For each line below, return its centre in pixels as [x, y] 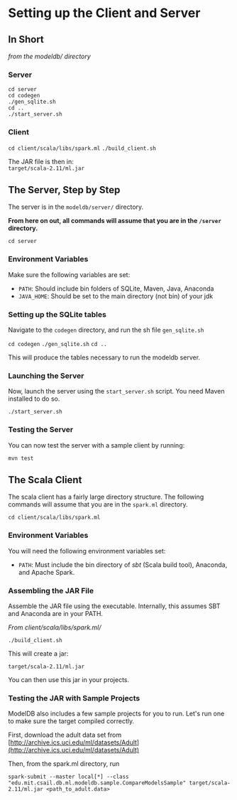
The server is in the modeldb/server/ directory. [76, 207]
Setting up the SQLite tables [57, 314]
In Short [26, 39]
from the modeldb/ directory [49, 56]
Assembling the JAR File [51, 590]
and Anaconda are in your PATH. [56, 613]
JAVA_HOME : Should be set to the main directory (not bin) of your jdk [116, 296]
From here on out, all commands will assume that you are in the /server [115, 221]
